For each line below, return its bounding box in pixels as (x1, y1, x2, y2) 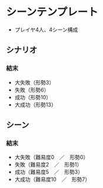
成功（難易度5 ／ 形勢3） (14, 168, 84, 176)
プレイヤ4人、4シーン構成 (14, 26, 78, 33)
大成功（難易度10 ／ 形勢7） (14, 176, 91, 183)
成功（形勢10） (14, 93, 52, 101)
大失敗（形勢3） (14, 79, 55, 86)
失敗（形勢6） (14, 86, 49, 93)
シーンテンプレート (6, 5, 98, 19)
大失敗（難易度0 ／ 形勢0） (14, 154, 89, 161)
